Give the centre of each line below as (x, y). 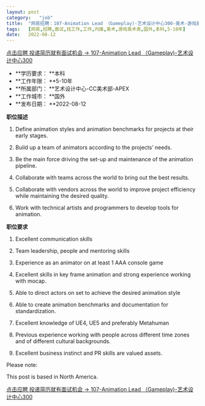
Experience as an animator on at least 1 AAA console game (89, 263)
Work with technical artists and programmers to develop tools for (97, 208)
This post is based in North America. (52, 377)
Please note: (22, 365)
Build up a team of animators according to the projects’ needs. (93, 148)
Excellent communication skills (54, 239)
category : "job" (30, 18)
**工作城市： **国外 (40, 96)
